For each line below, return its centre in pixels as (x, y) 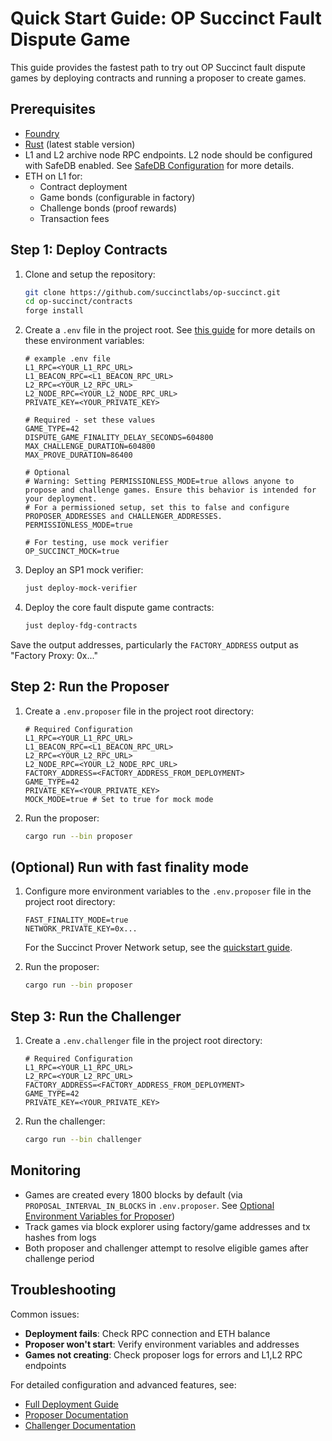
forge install (54, 311)
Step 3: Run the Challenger (96, 1016)
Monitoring (46, 1170)
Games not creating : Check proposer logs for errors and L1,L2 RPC (163, 1354)
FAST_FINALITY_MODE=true (76, 920)
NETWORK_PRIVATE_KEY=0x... (81, 929)
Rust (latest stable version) (80, 144)
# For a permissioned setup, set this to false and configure (157, 508)
